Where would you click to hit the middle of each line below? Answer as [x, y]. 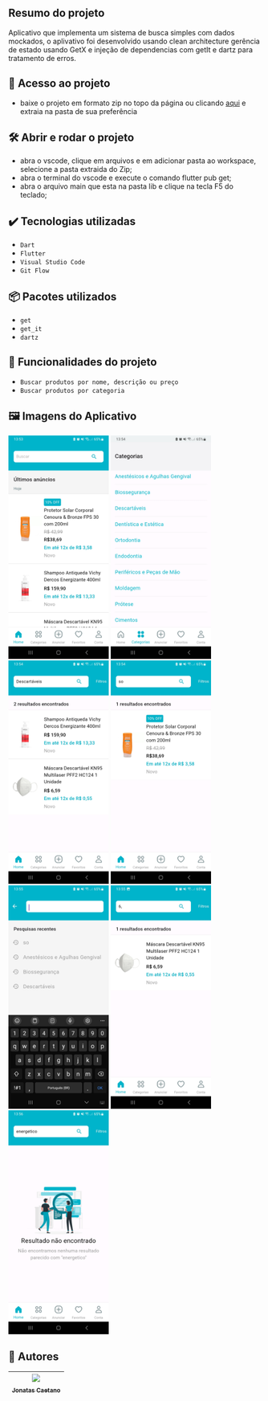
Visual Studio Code [53, 263]
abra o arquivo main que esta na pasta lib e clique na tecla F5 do [127, 186]
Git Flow [35, 271]
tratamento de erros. [42, 58]
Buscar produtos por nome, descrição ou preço [99, 382]
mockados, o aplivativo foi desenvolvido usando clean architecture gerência [134, 41]
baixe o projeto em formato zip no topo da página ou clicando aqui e [133, 103]
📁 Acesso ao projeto [59, 84]
